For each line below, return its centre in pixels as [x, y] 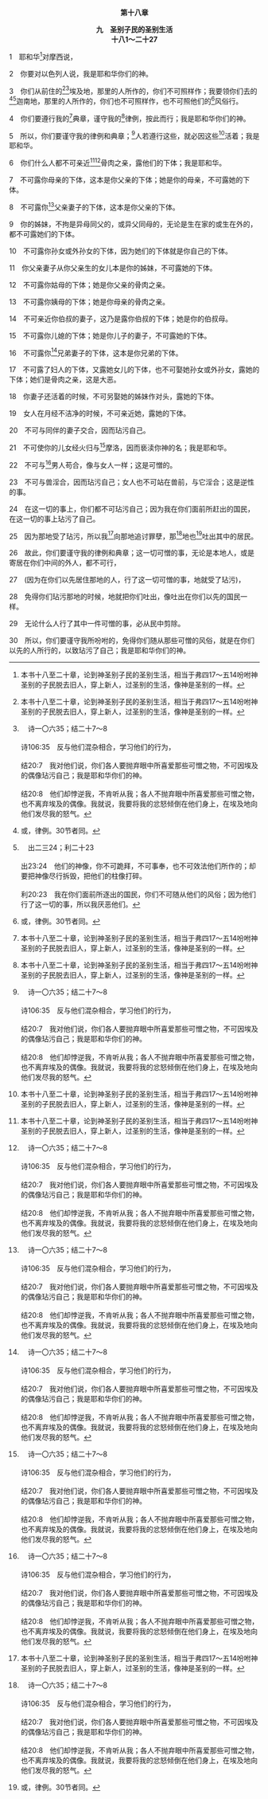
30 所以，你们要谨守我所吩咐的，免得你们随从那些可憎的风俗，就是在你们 [132, 641]
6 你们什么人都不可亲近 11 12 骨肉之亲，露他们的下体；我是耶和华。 [118, 162]
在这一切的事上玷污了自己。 [54, 519]
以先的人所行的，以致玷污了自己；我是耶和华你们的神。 [99, 651]
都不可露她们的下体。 [44, 233]
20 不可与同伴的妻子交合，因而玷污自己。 [80, 430]
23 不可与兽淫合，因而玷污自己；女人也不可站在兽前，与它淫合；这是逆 [128, 482]
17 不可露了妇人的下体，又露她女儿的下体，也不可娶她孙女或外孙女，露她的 [134, 370]
